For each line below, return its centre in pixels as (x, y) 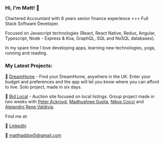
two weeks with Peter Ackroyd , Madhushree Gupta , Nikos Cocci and (75, 101)
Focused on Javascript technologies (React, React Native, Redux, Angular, (81, 33)
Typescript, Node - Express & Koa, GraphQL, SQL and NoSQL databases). (80, 38)
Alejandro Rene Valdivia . (30, 107)
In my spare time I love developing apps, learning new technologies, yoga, (80, 48)
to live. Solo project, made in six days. (44, 87)
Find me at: (16, 116)
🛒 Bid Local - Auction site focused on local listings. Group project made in (80, 96)
